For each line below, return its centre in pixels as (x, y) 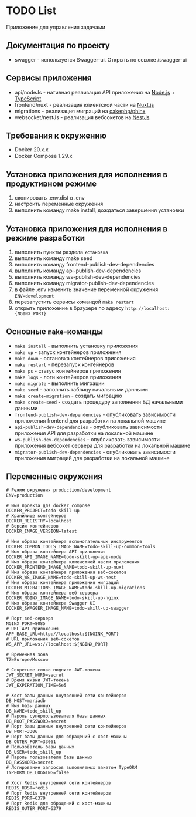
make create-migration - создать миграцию (68, 396)
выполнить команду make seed (54, 258)
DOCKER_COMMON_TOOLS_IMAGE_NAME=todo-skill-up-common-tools (81, 546)
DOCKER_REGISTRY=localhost (39, 521)
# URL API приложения (32, 629)
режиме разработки (46, 238)
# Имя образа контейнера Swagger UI (51, 603)
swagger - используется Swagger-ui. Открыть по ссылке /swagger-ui (101, 59)
